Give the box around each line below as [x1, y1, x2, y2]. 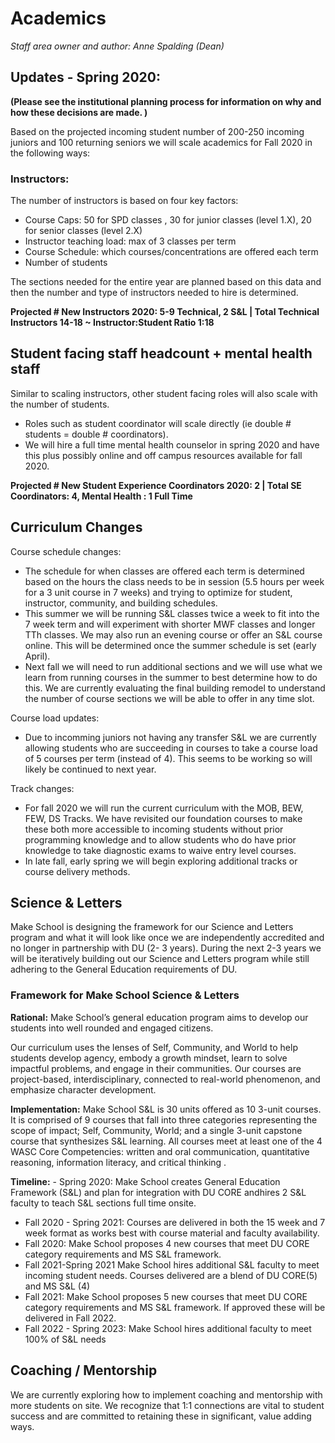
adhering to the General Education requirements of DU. [10, 963, 238, 976]
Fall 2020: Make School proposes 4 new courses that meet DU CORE [24, 1237, 310, 1249]
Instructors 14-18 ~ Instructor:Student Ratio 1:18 [10, 317, 215, 329]
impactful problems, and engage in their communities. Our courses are [10, 1062, 302, 1074]
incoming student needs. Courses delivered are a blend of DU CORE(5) [24, 1269, 318, 1281]
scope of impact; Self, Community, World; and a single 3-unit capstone [10, 1124, 303, 1136]
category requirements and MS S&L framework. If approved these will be [24, 1301, 326, 1313]
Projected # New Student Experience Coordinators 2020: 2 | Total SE [10, 479, 302, 491]
